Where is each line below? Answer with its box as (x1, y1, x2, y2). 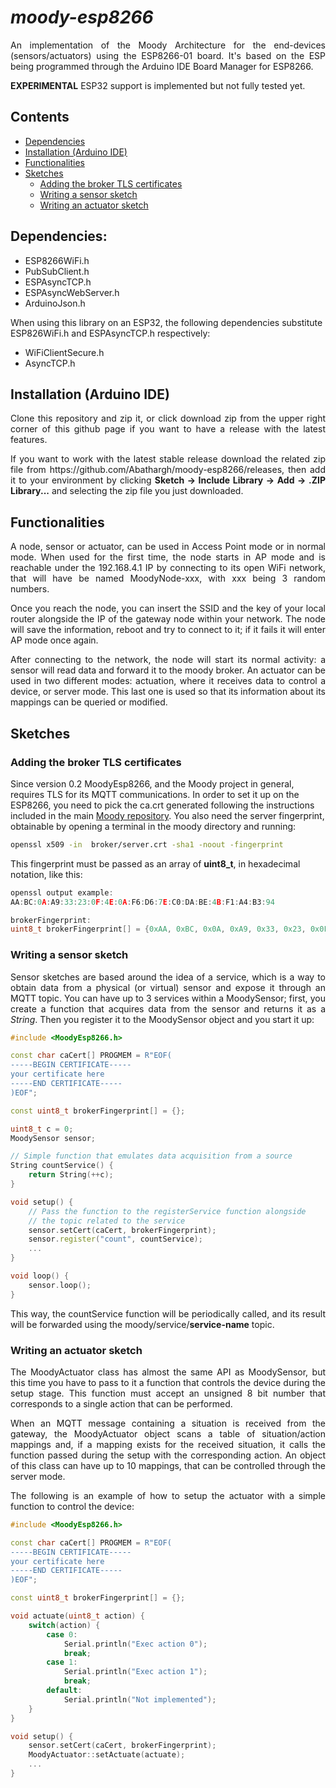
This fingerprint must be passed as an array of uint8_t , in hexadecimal (10, 857, 301, 870)
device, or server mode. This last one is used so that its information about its (10, 686, 326, 698)
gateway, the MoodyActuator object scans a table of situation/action (10, 1427, 326, 1440)
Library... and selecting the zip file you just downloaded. (10, 485, 244, 497)
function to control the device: (10, 1500, 135, 1512)
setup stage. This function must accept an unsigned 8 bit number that (10, 1387, 326, 1399)
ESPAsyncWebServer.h (24, 286, 120, 298)
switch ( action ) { (28, 1620, 101, 1630)
